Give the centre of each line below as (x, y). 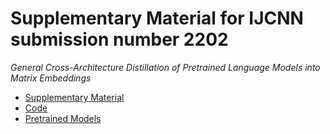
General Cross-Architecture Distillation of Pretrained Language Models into (165, 67)
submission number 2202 (119, 39)
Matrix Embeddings (51, 78)
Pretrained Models (63, 118)
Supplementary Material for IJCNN (157, 18)
